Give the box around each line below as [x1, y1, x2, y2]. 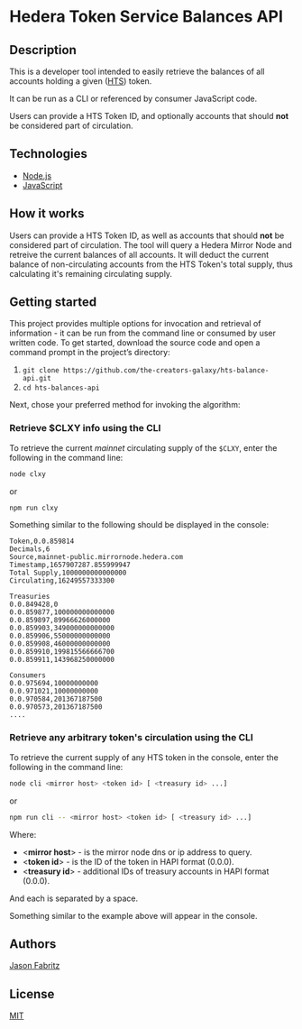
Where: [9, 829, 37, 840]
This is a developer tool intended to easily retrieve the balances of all [9, 66, 265, 77]
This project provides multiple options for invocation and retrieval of [9, 318, 261, 329]
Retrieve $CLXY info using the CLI [9, 422, 161, 435]
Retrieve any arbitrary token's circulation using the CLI [9, 731, 254, 744]
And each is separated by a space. [9, 893, 138, 904]
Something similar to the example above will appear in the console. [9, 910, 258, 921]
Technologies [9, 146, 88, 161]
